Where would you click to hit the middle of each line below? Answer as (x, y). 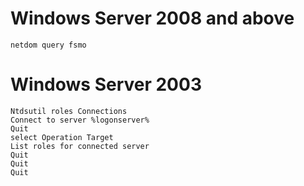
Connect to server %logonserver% (80, 120)
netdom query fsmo (48, 45)
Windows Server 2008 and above (152, 18)
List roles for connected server (80, 146)
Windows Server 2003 (106, 84)
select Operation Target (62, 137)
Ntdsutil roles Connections (69, 111)
